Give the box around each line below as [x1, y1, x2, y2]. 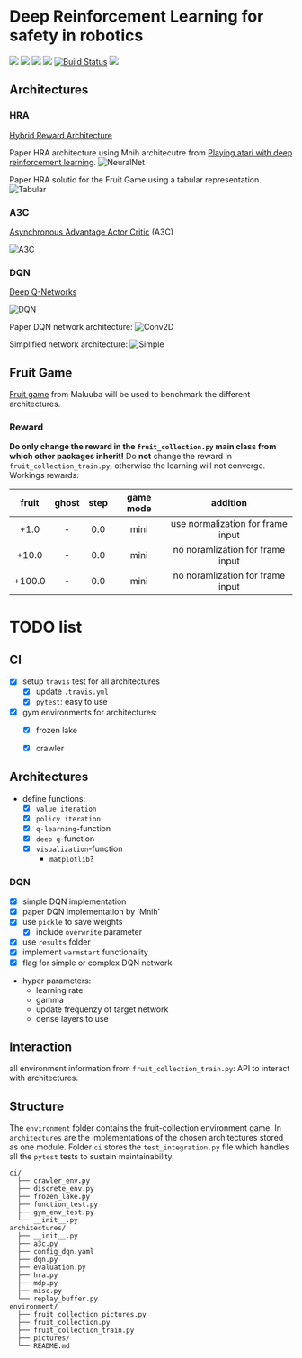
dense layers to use [35, 1013, 110, 1024]
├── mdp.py [17, 1279, 58, 1288]
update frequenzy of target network [35, 1004, 169, 1015]
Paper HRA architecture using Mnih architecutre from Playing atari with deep [9, 146, 293, 158]
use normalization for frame [170, 518, 288, 530]
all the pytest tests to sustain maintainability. [9, 1151, 174, 1162]
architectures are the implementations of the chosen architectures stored [9, 1132, 284, 1143]
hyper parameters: [22, 975, 92, 986]
